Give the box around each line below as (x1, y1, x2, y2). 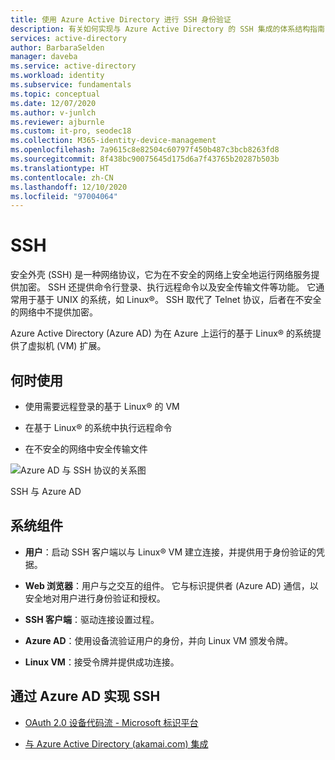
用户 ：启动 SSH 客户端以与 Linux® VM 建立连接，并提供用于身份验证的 (24, 546, 317, 558)
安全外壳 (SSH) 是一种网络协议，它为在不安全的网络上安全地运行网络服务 (10, 269, 312, 281)
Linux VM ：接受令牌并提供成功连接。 (24, 656, 180, 668)
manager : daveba (10, 52, 78, 62)
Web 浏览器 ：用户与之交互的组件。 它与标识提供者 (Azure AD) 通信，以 (24, 579, 319, 591)
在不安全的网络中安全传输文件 (24, 443, 148, 455)
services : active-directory (10, 33, 128, 43)
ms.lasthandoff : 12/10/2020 (10, 182, 128, 192)
